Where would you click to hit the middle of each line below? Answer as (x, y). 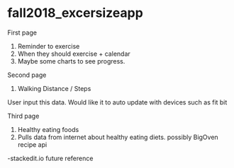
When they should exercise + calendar (74, 54)
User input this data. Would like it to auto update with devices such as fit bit (117, 102)
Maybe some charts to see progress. (71, 61)
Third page (23, 116)
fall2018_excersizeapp (75, 13)
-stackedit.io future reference (50, 158)
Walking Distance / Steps (54, 88)
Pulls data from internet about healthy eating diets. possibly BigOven (118, 137)
